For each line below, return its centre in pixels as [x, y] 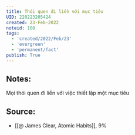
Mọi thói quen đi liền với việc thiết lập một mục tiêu [68, 93]
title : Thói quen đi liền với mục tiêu [55, 11]
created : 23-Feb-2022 [33, 22]
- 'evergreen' [28, 45]
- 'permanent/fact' [35, 50]
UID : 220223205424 [28, 17]
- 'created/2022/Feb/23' [42, 39]
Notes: [18, 79]
